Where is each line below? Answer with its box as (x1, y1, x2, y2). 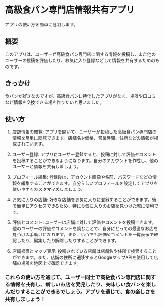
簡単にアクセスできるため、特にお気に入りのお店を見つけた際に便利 (16, 203, 154, 209)
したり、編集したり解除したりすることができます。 (16, 238, 119, 244)
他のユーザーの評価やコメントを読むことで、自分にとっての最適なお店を (12, 226, 158, 232)
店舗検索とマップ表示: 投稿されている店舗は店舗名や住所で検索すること (12, 248, 157, 254)
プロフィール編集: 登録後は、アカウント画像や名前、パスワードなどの (12, 174, 153, 180)
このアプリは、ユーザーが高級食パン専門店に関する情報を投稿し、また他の (5, 51, 156, 57)
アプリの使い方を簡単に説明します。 (5, 22, 78, 27)
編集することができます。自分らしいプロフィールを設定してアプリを (21, 180, 158, 186)
